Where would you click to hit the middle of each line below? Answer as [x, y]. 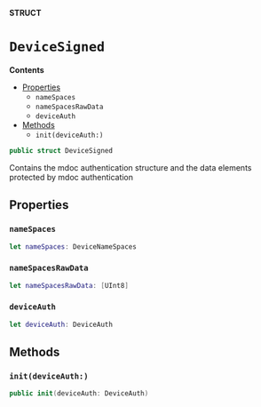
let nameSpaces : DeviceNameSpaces [73, 247]
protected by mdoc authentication [71, 177]
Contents [27, 69]
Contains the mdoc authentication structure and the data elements [130, 167]
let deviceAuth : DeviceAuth [61, 324]
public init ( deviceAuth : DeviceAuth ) [79, 394]
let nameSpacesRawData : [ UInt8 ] [69, 285]
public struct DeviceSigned [61, 150]
